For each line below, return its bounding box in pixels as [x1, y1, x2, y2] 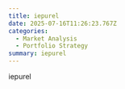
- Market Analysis [15, 34, 78, 43]
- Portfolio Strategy [15, 42, 89, 50]
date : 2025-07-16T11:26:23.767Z [8, 19, 117, 28]
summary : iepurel [8, 49, 67, 57]
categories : [8, 27, 48, 35]
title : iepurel [8, 11, 60, 20]
